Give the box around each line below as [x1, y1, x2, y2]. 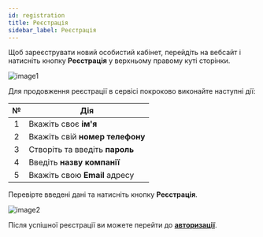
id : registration [8, 11, 65, 20]
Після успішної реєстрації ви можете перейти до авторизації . [8, 220, 218, 230]
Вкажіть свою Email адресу [28, 170, 135, 181]
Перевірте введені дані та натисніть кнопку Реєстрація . [8, 190, 198, 199]
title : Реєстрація [8, 19, 69, 27]
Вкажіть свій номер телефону [28, 131, 146, 143]
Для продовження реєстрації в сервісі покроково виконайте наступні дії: [8, 87, 256, 96]
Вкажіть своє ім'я [28, 119, 98, 130]
